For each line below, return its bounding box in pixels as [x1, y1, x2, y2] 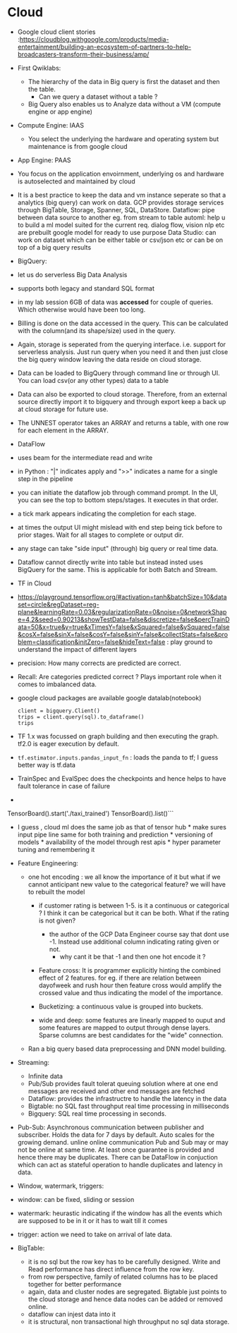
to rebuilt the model [28, 887, 85, 896]
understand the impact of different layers [17, 645, 138, 653]
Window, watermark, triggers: [17, 1181, 104, 1190]
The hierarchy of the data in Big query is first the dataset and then [28, 77, 220, 85]
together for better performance [28, 1279, 122, 1288]
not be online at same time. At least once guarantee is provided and [17, 1145, 214, 1154]
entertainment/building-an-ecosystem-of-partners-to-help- [17, 42, 192, 51]
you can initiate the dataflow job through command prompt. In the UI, [17, 488, 219, 497]
